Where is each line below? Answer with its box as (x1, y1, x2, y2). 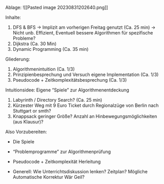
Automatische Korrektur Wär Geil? (12, 174, 85, 180)
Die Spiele (12, 139, 35, 144)
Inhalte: (5, 14, 22, 20)
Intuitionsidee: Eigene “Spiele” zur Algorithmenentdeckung (5, 87, 130, 93)
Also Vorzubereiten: (5, 128, 47, 135)
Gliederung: (5, 56, 30, 62)
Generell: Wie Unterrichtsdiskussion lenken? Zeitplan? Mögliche (12, 169, 148, 174)
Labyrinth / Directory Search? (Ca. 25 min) (12, 97, 102, 103)
